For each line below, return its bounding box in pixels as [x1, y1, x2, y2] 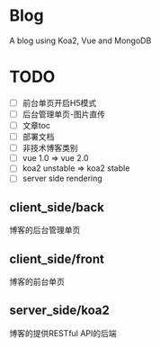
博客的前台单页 [9, 276, 65, 287]
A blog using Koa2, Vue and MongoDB [9, 35, 152, 46]
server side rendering [22, 173, 103, 184]
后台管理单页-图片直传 [22, 109, 106, 120]
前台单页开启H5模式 [22, 97, 97, 108]
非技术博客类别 [22, 143, 78, 154]
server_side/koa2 [9, 303, 110, 318]
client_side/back [9, 200, 105, 215]
